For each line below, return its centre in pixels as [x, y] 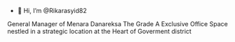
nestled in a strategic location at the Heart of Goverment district [99, 31]
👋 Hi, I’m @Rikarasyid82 [52, 11]
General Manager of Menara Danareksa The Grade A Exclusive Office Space [117, 24]
